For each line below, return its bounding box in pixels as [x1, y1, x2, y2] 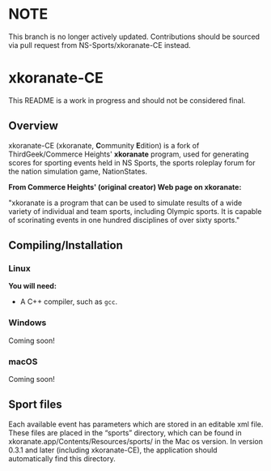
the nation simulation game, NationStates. [8, 166, 148, 176]
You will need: [8, 281, 57, 291]
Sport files [8, 398, 62, 412]
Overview [8, 119, 59, 133]
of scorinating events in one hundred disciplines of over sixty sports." [8, 215, 240, 225]
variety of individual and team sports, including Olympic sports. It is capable [8, 206, 262, 216]
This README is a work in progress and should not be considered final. [8, 95, 246, 105]
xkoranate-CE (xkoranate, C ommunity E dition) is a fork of [8, 140, 200, 150]
